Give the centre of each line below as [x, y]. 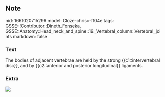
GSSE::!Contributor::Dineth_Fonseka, [43, 26]
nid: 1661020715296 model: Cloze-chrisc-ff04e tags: [60, 20]
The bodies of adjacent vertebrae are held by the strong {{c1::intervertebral [83, 60]
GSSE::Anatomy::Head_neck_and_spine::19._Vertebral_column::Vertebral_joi [83, 31]
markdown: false [30, 36]
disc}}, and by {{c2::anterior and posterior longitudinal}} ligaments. [74, 66]
